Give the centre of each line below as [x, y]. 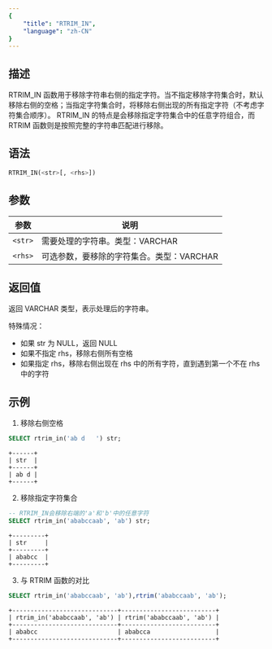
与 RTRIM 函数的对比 [55, 580]
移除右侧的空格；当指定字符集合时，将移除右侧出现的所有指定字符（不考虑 [133, 105]
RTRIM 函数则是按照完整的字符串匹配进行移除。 [88, 125]
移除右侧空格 [41, 423]
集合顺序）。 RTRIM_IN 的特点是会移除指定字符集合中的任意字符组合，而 [135, 116]
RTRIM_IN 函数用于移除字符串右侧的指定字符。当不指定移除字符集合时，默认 [136, 95]
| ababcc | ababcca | [114, 632]
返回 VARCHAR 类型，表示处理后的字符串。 [81, 309]
